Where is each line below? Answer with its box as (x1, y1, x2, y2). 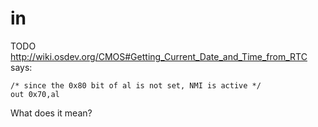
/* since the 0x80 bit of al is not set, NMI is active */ (10, 80, 262, 91)
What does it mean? (10, 107, 93, 119)
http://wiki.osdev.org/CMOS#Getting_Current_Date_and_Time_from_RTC (10, 50, 308, 62)
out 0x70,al (10, 89, 60, 99)
